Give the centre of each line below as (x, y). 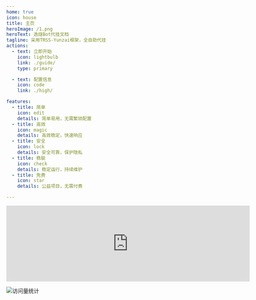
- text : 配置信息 (32, 80)
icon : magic (32, 130)
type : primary (35, 68)
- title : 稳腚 (29, 158)
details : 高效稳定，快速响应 (50, 135)
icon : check (32, 164)
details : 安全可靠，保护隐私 (50, 152)
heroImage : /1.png (29, 29)
